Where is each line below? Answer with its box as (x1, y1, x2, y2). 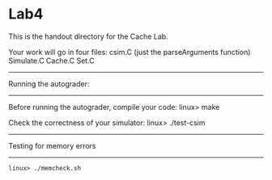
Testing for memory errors (8, 140, 96, 150)
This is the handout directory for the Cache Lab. (8, 31, 168, 41)
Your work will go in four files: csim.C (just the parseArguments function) (8, 47, 251, 57)
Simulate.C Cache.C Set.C (8, 56, 95, 65)
